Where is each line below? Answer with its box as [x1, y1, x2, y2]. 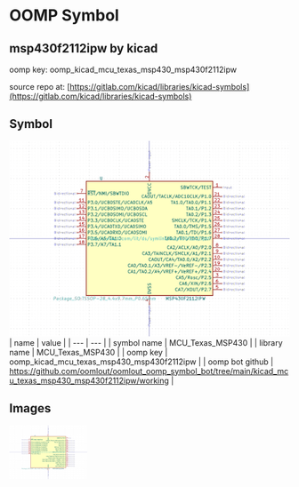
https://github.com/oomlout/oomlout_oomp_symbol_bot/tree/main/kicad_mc [9, 365, 289, 376]
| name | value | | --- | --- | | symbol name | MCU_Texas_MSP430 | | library [9, 337, 283, 347]
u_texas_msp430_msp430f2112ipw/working [9, 375, 169, 386]
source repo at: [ [9, 82, 70, 92]
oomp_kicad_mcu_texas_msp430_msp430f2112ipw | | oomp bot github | [9, 356, 274, 367]
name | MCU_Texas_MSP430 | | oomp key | [9, 347, 168, 357]
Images [9, 401, 52, 416]
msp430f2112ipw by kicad [9, 41, 158, 56]
